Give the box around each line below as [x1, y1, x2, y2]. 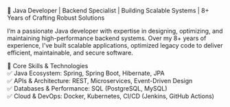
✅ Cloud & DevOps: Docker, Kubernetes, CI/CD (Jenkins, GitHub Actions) [7, 92, 215, 100]
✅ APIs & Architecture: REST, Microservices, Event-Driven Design [7, 77, 193, 85]
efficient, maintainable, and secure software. [7, 48, 134, 57]
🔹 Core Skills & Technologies [7, 62, 89, 70]
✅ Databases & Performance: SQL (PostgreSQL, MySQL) [7, 85, 168, 92]
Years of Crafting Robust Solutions [7, 14, 105, 22]
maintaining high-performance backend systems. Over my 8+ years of [7, 34, 207, 42]
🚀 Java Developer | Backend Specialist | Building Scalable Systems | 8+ [7, 7, 209, 14]
